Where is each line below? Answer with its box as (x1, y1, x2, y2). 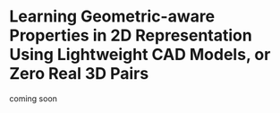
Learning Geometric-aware (9, 6, 216, 27)
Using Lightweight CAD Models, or (9, 45, 271, 65)
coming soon (9, 92, 58, 104)
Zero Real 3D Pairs (9, 64, 149, 84)
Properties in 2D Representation (9, 25, 252, 46)
